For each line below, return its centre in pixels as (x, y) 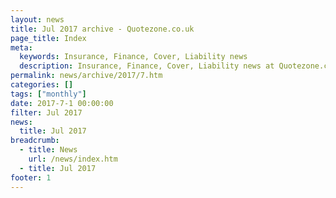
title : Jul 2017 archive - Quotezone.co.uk (102, 29)
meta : (21, 47)
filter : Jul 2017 (46, 112)
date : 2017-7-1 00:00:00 (62, 103)
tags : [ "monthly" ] (48, 94)
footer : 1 (31, 177)
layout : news (37, 19)
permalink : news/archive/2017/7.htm (86, 76)
